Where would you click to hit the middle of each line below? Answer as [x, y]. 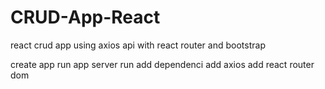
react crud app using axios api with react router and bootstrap [138, 45]
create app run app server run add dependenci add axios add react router [162, 64]
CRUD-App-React [85, 17]
